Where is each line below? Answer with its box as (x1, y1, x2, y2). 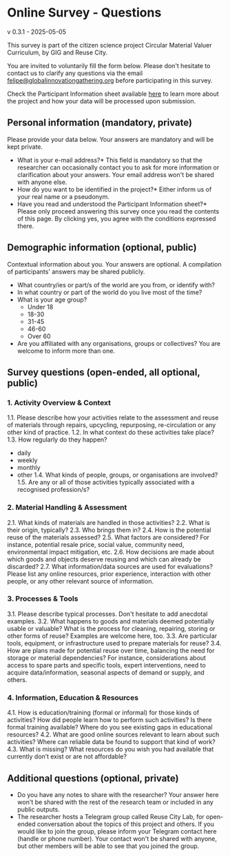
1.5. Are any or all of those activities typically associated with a (17, 478, 195, 486)
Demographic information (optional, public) (7, 242, 198, 254)
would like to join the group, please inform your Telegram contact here (17, 827, 217, 835)
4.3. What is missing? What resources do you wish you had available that (7, 745, 214, 754)
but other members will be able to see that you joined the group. (17, 842, 200, 850)
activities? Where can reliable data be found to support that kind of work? (7, 738, 216, 746)
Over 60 (27, 332, 51, 340)
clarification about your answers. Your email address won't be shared (17, 170, 215, 178)
